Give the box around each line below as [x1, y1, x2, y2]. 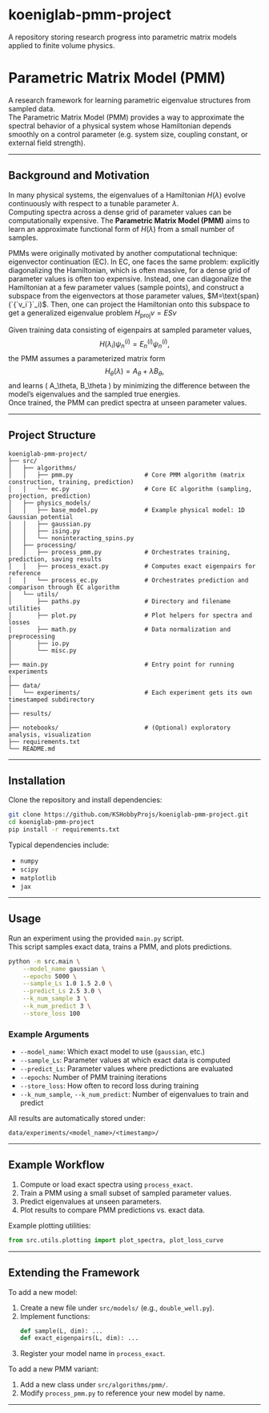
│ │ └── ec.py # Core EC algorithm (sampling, [8, 485, 252, 493]
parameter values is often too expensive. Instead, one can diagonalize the [8, 274, 252, 283]
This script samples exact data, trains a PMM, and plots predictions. [8, 941, 232, 952]
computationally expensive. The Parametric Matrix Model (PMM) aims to [8, 215, 251, 225]
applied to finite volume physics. [8, 40, 115, 50]
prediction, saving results [8, 555, 102, 563]
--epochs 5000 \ [22, 972, 78, 981]
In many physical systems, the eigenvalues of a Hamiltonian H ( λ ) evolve [8, 190, 246, 200]
